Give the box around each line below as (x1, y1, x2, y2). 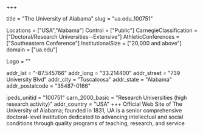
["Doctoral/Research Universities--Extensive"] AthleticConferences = (6, 33, 180, 40)
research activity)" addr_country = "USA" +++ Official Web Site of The (6, 100, 182, 108)
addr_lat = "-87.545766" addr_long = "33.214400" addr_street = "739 (6, 70, 181, 76)
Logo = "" (6, 58, 31, 65)
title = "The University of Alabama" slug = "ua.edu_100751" (6, 15, 153, 22)
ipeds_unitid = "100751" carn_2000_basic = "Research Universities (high (6, 94, 187, 101)
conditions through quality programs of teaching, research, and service (6, 120, 185, 127)
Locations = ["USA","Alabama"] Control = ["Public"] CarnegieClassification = (6, 27, 198, 34)
